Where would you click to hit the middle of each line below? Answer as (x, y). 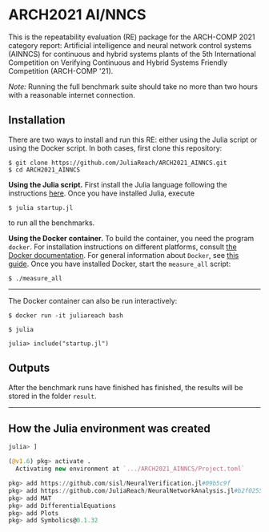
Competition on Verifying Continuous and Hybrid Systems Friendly (118, 62)
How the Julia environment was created (109, 428)
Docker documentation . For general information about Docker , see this (124, 255)
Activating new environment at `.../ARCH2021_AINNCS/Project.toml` (130, 469)
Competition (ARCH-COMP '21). (61, 71)
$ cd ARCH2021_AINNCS (44, 170)
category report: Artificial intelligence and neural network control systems (130, 45)
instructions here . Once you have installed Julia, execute (101, 193)
